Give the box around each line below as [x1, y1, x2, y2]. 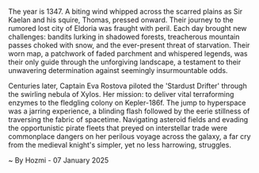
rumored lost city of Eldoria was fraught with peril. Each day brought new [8, 24, 247, 33]
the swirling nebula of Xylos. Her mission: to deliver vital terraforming [8, 90, 234, 98]
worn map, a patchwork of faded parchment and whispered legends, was [8, 49, 248, 58]
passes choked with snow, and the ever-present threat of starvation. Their [8, 40, 250, 50]
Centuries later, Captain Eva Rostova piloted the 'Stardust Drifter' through [8, 81, 247, 90]
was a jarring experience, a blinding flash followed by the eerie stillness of [8, 106, 250, 116]
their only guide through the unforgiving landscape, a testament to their [8, 57, 242, 67]
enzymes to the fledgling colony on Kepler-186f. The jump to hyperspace [8, 98, 247, 107]
